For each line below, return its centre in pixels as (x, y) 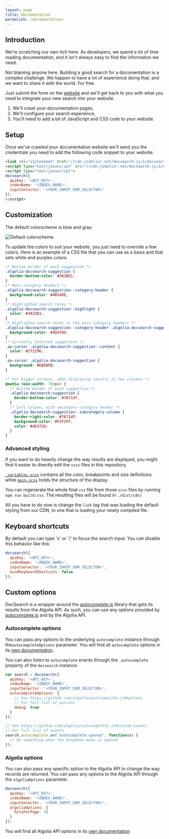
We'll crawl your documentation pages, (53, 108)
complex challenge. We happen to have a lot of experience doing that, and (82, 78)
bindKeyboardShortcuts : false (41, 572)
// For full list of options (45, 703)
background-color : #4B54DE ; (39, 295)
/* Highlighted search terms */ (39, 304)
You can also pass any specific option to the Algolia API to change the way (82, 769)
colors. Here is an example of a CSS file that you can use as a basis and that (84, 252)
